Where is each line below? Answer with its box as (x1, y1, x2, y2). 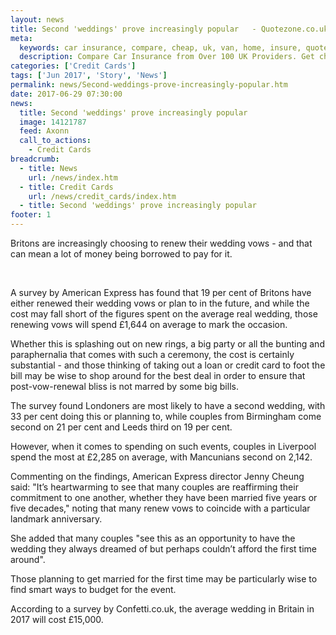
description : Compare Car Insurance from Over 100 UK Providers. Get (19, 52, 315, 62)
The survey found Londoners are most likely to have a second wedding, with (10, 400, 326, 411)
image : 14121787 (19, 117, 87, 127)
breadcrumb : (10, 154, 60, 164)
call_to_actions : (19, 136, 92, 146)
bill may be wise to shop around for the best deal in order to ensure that (10, 370, 306, 381)
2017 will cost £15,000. (10, 614, 104, 625)
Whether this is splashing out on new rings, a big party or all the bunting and (10, 338, 325, 350)
